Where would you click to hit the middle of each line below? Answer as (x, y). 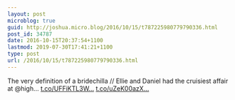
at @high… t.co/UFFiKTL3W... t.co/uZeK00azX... (78, 88)
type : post (23, 54)
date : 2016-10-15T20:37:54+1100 (55, 41)
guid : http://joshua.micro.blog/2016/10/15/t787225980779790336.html (113, 27)
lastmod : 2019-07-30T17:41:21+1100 (60, 47)
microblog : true (31, 21)
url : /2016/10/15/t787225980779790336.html (73, 61)
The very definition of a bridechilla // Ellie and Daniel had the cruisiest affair (118, 81)
